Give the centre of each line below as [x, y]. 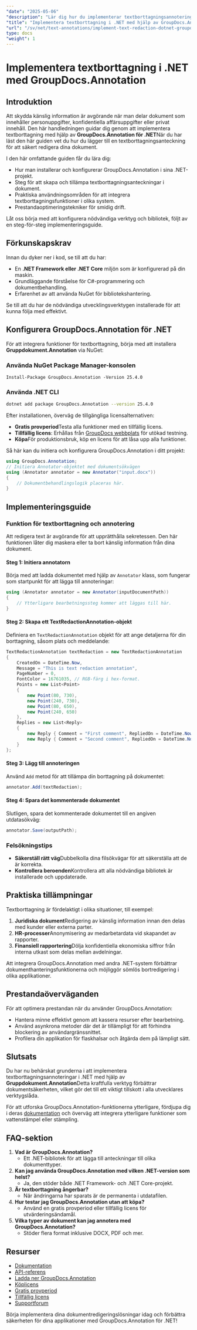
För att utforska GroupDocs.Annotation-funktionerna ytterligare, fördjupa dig [98, 1107]
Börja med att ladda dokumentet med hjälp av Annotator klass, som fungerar [98, 575]
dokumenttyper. [43, 1165]
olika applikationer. [29, 976]
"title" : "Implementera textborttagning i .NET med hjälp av [82, 22]
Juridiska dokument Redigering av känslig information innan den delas [100, 921]
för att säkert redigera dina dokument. [52, 147]
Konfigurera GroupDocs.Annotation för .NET [89, 330]
